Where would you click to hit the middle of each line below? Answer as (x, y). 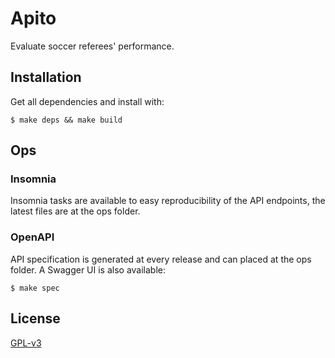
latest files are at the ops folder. (75, 211)
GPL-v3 (26, 343)
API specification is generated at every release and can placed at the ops (161, 259)
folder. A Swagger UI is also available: (88, 269)
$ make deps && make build (66, 120)
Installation (46, 77)
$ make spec (35, 288)
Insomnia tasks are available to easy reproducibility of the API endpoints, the (168, 201)
